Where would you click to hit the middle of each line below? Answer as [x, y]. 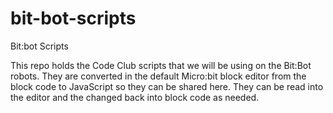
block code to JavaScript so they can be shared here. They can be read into [167, 86]
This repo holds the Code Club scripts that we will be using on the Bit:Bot [161, 65]
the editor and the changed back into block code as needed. [135, 97]
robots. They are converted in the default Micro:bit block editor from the [158, 76]
